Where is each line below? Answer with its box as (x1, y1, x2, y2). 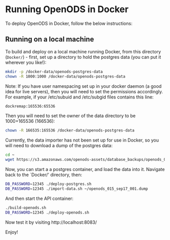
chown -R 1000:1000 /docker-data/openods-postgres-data (5, 74, 125, 79)
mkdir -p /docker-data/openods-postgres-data (5, 69, 103, 74)
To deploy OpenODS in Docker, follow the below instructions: (5, 20, 133, 26)
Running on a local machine (5, 35, 95, 44)
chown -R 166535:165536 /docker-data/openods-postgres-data (5, 128, 135, 133)
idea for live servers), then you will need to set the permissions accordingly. (5, 88, 163, 94)
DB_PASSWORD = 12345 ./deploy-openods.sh (5, 210, 90, 215)
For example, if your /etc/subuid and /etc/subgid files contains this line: (5, 94, 154, 100)
